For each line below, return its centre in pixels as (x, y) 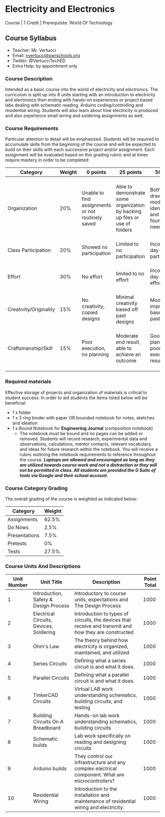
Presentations (24, 535)
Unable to (93, 193)
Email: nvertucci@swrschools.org (46, 55)
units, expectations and (101, 599)
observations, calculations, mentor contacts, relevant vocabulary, (86, 444)
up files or (127, 218)
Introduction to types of (101, 614)
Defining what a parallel (102, 675)
